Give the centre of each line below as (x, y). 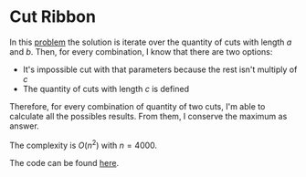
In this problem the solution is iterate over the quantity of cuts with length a (151, 42)
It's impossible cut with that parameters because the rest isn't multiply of (160, 69)
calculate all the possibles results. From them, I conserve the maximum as (148, 116)
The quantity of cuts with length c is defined (106, 88)
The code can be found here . (64, 162)
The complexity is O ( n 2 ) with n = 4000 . (84, 144)
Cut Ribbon (53, 17)
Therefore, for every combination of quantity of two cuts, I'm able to (137, 106)
